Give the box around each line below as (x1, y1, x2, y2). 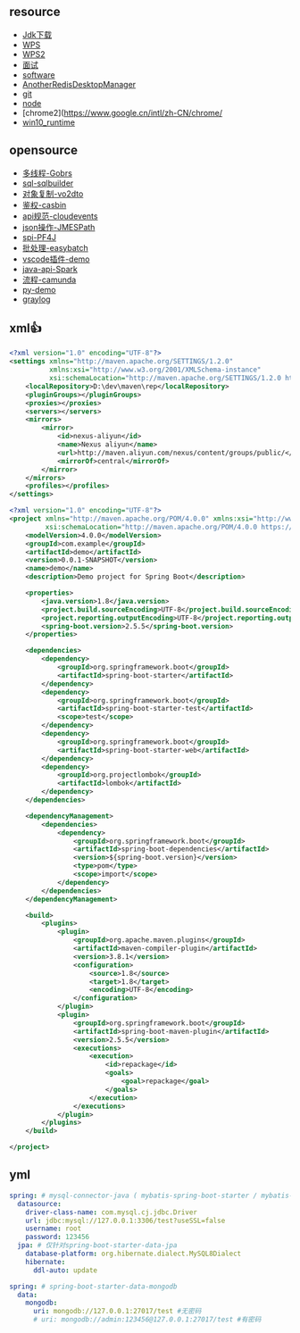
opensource (9, 143, 79, 158)
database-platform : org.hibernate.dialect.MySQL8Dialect (25, 1249, 242, 1258)
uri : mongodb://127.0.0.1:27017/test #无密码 (32, 1307, 202, 1316)
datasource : (17, 1199, 62, 1208)
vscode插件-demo (21, 254, 91, 264)
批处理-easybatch (21, 242, 89, 253)
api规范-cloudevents (21, 211, 98, 221)
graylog (21, 294, 51, 304)
